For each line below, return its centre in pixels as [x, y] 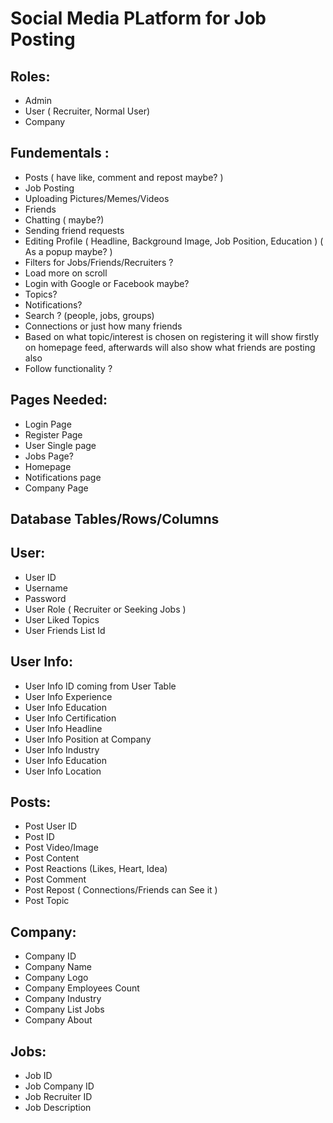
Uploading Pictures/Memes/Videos [97, 198]
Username [46, 588]
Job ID [38, 1076]
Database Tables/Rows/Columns [115, 519]
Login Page [48, 424]
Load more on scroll [66, 273]
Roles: [30, 76]
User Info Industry [62, 749]
